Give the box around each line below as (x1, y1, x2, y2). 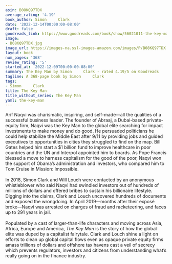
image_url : (5, 45, 29, 51)
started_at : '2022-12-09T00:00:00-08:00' (5, 64, 95, 69)
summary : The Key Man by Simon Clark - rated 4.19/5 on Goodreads (5, 69, 159, 75)
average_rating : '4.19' (5, 12, 56, 17)
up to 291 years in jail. (5, 209, 51, 215)
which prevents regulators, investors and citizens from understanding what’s (5, 247, 167, 253)
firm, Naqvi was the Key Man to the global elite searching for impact (19, 123, 163, 129)
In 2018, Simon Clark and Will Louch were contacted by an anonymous (5, 177, 155, 183)
